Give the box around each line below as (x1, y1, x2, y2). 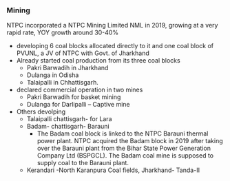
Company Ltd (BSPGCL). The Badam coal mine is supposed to (36, 151, 214, 160)
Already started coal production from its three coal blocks (16, 56, 180, 65)
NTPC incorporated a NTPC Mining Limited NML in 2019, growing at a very (6, 21, 218, 30)
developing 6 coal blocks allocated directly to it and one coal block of (16, 42, 214, 50)
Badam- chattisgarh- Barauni (26, 123, 109, 131)
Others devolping (16, 107, 66, 116)
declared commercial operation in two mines (16, 85, 143, 94)
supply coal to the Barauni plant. (36, 159, 129, 167)
